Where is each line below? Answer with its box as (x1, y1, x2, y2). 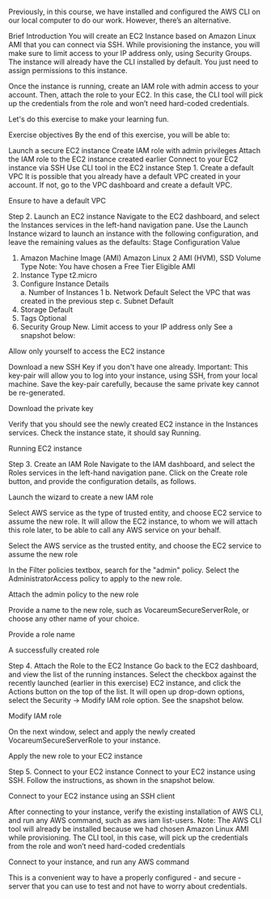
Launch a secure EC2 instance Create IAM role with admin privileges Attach (8, 146, 261, 155)
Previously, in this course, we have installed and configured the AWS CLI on (8, 7, 260, 16)
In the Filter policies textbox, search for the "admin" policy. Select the (8, 565, 240, 575)
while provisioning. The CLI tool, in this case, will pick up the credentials (8, 833, 248, 842)
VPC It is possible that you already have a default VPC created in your (8, 172, 241, 181)
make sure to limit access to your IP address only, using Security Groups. (8, 49, 252, 58)
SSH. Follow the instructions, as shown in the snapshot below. (8, 776, 215, 785)
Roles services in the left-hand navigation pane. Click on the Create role (8, 468, 248, 477)
